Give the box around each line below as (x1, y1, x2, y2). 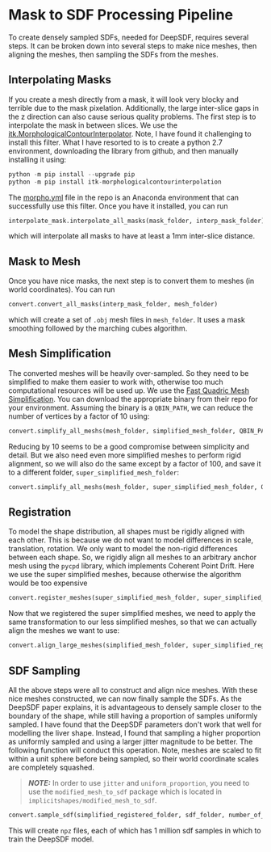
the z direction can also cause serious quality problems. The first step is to (8, 112, 256, 121)
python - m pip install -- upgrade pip (8, 170, 135, 179)
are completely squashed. (8, 762, 95, 772)
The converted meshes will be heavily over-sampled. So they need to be (8, 368, 249, 377)
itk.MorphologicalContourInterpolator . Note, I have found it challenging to (8, 129, 252, 138)
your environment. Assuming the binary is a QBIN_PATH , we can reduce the (8, 403, 254, 412)
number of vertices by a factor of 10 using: (8, 411, 150, 421)
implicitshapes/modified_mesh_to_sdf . (27, 795, 157, 805)
